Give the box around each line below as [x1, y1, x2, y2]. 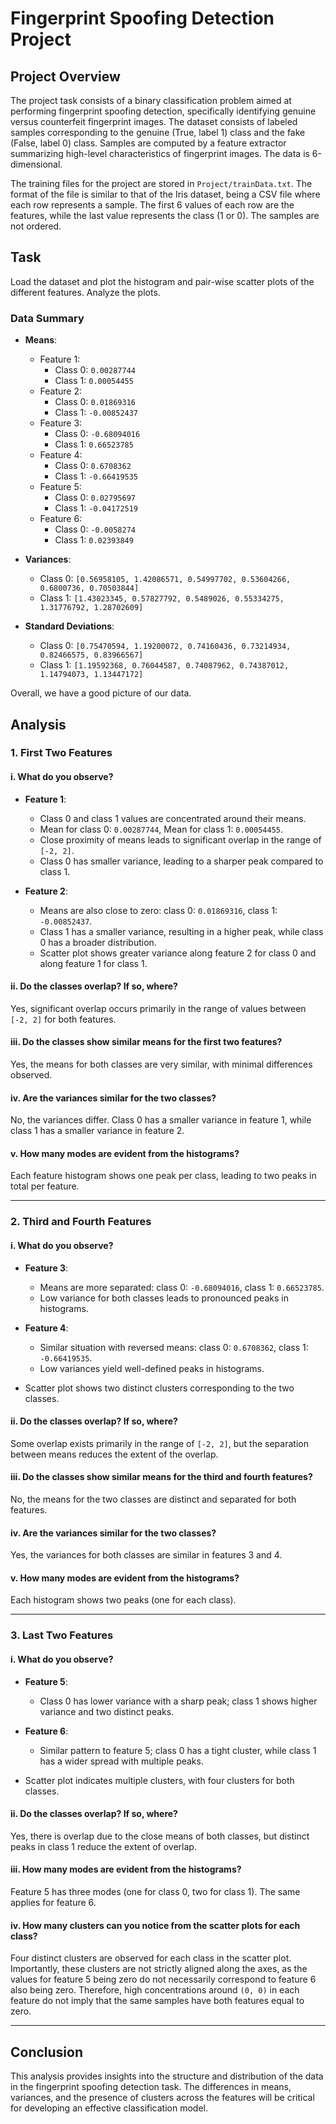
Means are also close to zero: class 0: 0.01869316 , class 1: [39, 904, 278, 916]
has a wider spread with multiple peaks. [39, 1755, 204, 1767]
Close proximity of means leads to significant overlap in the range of [39, 833, 322, 846]
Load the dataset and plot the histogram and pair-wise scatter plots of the [10, 275, 315, 287]
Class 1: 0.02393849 [54, 534, 134, 546]
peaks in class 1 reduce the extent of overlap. [10, 1840, 197, 1852]
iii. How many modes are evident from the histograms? [10, 1863, 242, 1876]
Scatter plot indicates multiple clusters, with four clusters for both [24, 1774, 295, 1786]
